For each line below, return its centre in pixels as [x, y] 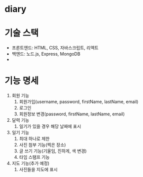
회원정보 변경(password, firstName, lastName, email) [72, 114]
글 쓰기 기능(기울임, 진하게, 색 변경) [53, 151]
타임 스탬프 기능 [34, 157]
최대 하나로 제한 [34, 139]
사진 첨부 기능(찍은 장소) [42, 145]
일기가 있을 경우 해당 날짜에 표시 [50, 126]
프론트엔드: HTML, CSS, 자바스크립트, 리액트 [55, 48]
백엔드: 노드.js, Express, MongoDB [46, 54]
